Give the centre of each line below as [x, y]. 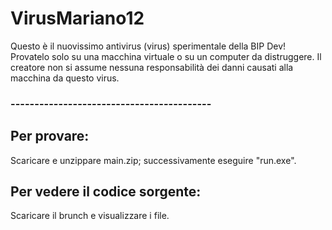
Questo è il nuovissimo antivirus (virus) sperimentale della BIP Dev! [148, 46]
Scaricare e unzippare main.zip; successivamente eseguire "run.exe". [153, 160]
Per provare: [50, 136]
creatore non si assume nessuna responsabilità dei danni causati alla [152, 67]
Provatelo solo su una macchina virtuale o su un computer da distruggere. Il [166, 56]
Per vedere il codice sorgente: [106, 192]
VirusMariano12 [77, 18]
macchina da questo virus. [65, 78]
